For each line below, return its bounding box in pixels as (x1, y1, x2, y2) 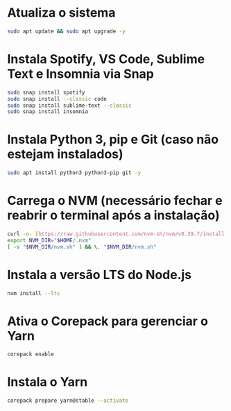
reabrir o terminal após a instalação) (7, 208, 220, 224)
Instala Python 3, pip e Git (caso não (7, 132, 219, 147)
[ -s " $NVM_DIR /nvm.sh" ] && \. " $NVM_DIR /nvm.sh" (7, 243, 157, 251)
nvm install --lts (7, 290, 60, 296)
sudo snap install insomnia (7, 108, 89, 115)
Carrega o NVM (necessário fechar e (7, 193, 223, 209)
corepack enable (7, 351, 54, 358)
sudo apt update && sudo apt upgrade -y (7, 28, 126, 35)
